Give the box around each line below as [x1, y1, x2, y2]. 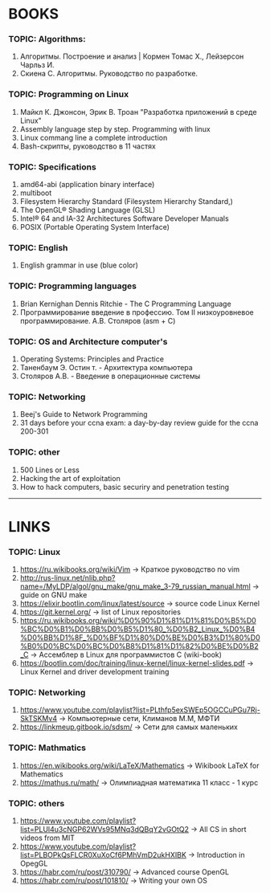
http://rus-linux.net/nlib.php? [19, 573, 116, 583]
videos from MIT [19, 833, 75, 842]
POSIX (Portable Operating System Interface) [19, 222, 170, 232]
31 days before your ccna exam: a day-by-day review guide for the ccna [19, 418, 259, 428]
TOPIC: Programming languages [8, 280, 137, 292]
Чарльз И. [19, 60, 55, 70]
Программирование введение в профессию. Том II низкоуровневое [19, 307, 255, 317]
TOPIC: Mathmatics [8, 742, 87, 753]
